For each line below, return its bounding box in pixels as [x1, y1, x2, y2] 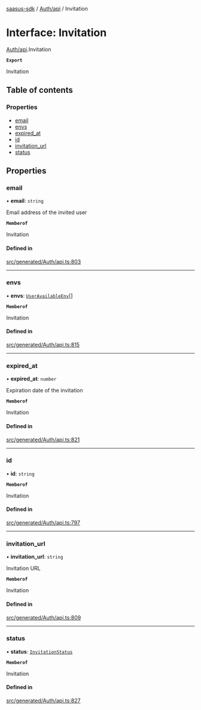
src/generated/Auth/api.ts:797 [6, 519, 81, 526]
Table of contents [6, 85, 73, 95]
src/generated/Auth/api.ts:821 [6, 436, 80, 443]
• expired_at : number [6, 375, 57, 382]
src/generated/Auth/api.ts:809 [6, 614, 81, 621]
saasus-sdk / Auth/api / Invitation [6, 5, 89, 12]
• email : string [6, 197, 44, 205]
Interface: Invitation [6, 26, 107, 39]
